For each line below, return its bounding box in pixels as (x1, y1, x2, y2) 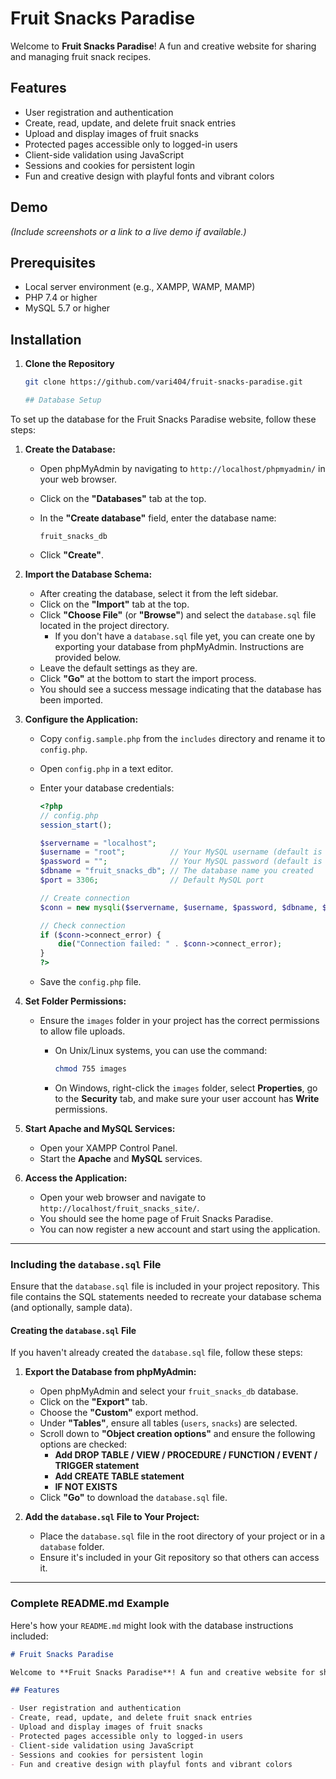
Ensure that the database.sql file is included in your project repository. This (10, 1280, 320, 1292)
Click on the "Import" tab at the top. (39, 598, 190, 610)
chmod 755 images (54, 1064, 127, 1074)
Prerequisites (10, 254, 96, 271)
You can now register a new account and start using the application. (39, 1223, 321, 1235)
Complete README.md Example (10, 1597, 170, 1611)
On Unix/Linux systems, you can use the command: (54, 1045, 268, 1057)
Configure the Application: (24, 713, 139, 725)
